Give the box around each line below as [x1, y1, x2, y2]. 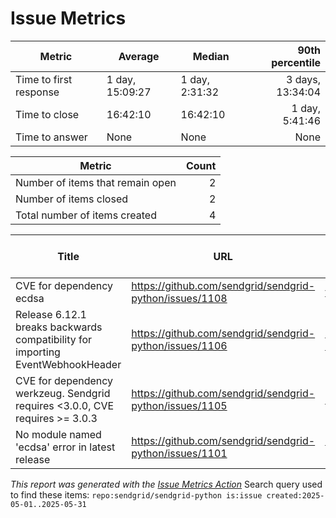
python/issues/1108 [131, 291, 228, 305]
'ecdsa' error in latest [15, 440, 116, 454]
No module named [15, 427, 102, 441]
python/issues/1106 [131, 338, 228, 352]
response [15, 85, 60, 99]
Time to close [15, 107, 80, 121]
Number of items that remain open [15, 175, 177, 189]
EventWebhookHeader [15, 357, 122, 371]
